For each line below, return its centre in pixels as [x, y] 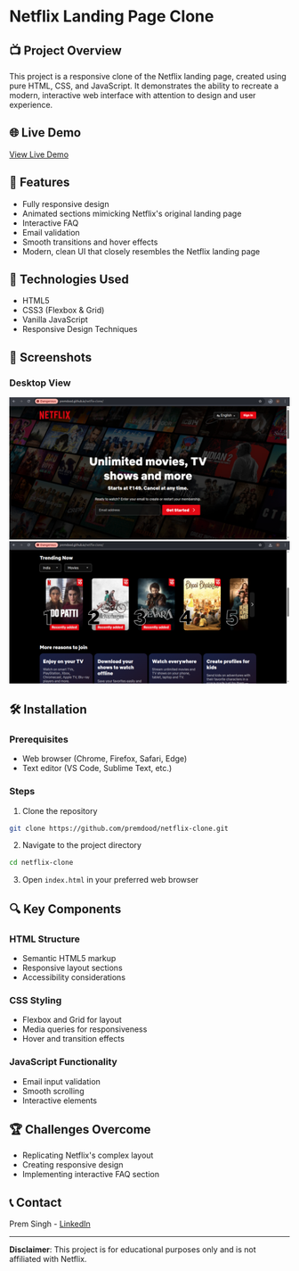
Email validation [51, 232]
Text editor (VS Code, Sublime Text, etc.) [97, 768]
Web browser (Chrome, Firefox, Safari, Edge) [105, 759]
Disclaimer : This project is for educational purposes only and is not [133, 1250]
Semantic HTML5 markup [69, 958]
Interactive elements [60, 1101]
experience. [31, 105]
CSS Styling [36, 1000]
